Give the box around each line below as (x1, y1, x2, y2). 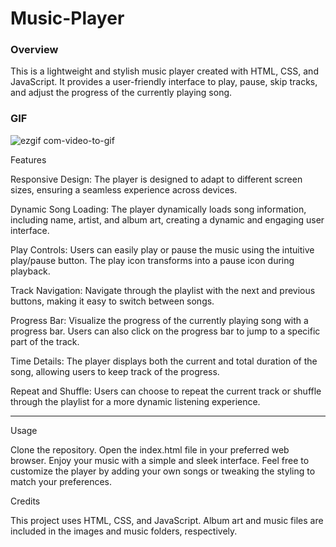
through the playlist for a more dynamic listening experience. (10, 395, 261, 407)
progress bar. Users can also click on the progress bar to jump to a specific (10, 325, 321, 337)
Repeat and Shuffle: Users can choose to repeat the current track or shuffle (10, 385, 322, 397)
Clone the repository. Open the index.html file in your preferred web (10, 443, 290, 456)
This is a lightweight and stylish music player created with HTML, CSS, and (10, 65, 319, 77)
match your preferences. (10, 475, 113, 487)
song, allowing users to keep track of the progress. (10, 365, 220, 377)
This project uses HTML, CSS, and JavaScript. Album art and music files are (10, 514, 324, 526)
